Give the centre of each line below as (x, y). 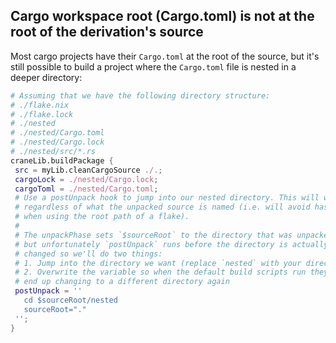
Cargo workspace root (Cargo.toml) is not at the (162, 16)
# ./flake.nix (40, 105)
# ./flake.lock (42, 114)
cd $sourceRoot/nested (70, 300)
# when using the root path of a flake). (102, 217)
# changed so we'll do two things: (88, 254)
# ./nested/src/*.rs (53, 152)
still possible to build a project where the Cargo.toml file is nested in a (153, 66)
